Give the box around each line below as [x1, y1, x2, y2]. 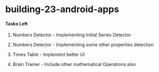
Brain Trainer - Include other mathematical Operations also [12, 61, 136, 67]
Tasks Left [5, 20, 28, 26]
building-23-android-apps [5, 4, 119, 15]
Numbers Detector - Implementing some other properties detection [12, 42, 154, 48]
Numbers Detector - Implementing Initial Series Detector [12, 32, 131, 38]
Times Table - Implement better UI [12, 52, 85, 58]
